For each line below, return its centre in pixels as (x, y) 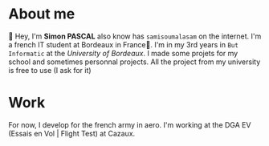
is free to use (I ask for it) (50, 70)
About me (42, 14)
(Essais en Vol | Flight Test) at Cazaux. (72, 133)
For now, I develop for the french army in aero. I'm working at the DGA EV (130, 124)
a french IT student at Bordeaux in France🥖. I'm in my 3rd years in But (124, 44)
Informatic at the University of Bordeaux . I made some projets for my (123, 53)
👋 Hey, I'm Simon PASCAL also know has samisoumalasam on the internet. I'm (135, 36)
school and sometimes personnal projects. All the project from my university (134, 62)
